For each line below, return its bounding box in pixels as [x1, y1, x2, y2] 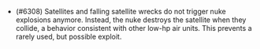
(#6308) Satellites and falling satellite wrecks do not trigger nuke [15, 7, 226, 16]
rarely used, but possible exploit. [15, 32, 122, 41]
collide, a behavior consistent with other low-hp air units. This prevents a [15, 24, 252, 32]
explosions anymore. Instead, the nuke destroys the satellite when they [15, 15, 247, 24]
